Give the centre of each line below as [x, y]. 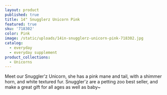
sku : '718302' [20, 29]
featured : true [21, 24]
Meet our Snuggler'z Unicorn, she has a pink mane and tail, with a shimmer [83, 76]
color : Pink [17, 34]
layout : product [22, 10]
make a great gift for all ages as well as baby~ [53, 87]
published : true [22, 15]
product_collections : [28, 57]
